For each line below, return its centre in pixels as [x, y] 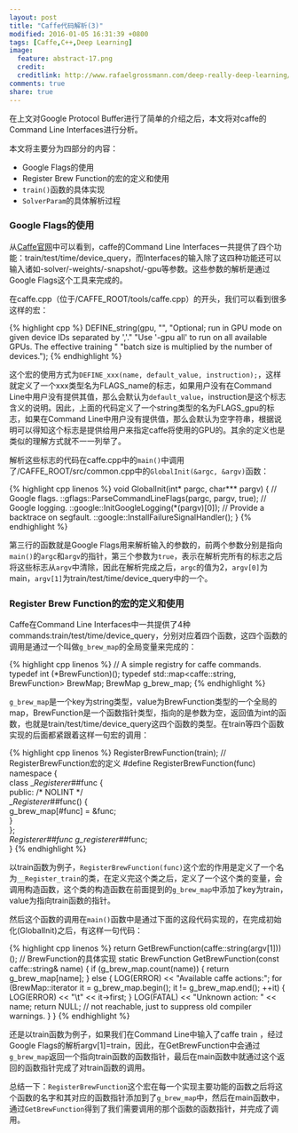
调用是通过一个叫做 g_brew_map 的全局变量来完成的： [103, 647]
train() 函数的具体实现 [63, 189]
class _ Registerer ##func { [56, 783]
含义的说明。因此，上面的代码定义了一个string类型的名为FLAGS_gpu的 [138, 407]
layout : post [33, 17]
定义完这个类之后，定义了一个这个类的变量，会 [197, 878]
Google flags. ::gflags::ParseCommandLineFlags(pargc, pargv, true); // [138, 498]
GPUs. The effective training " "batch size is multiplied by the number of [141, 347]
